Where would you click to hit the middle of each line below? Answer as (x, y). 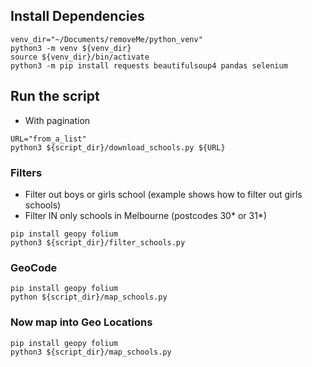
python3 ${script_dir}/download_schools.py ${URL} (118, 147)
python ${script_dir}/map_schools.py (89, 297)
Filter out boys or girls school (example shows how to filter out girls (163, 194)
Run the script (55, 96)
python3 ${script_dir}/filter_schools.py (98, 242)
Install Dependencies (77, 16)
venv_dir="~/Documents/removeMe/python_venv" (106, 39)
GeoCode (34, 267)
